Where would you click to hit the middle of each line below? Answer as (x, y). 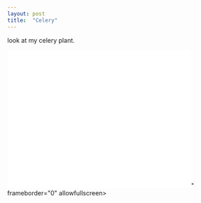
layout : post (26, 14)
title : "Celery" (33, 20)
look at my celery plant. (41, 40)
